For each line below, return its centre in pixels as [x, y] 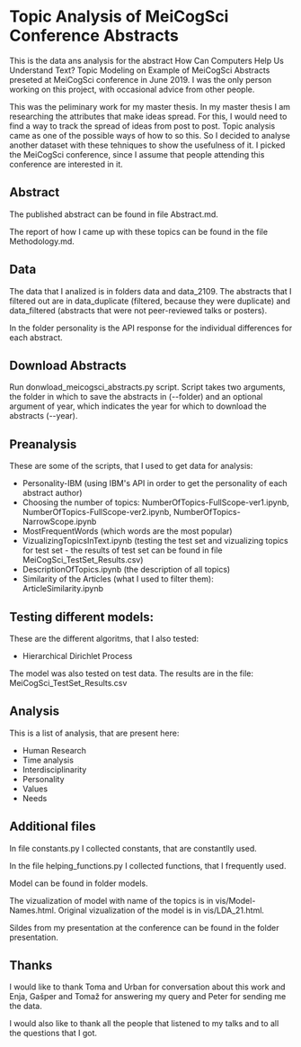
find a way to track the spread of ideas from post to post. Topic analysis [142, 126]
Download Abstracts [68, 365]
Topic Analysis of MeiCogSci [119, 17]
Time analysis [48, 760]
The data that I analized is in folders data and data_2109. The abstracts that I [150, 291]
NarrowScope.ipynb [59, 522]
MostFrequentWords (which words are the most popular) [127, 531]
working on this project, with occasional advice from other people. [132, 89]
